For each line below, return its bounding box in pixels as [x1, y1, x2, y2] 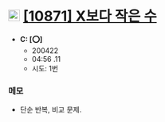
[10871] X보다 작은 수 [22, 7, 157, 25]
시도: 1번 [31, 63, 58, 73]
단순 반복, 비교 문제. [19, 105, 82, 115]
